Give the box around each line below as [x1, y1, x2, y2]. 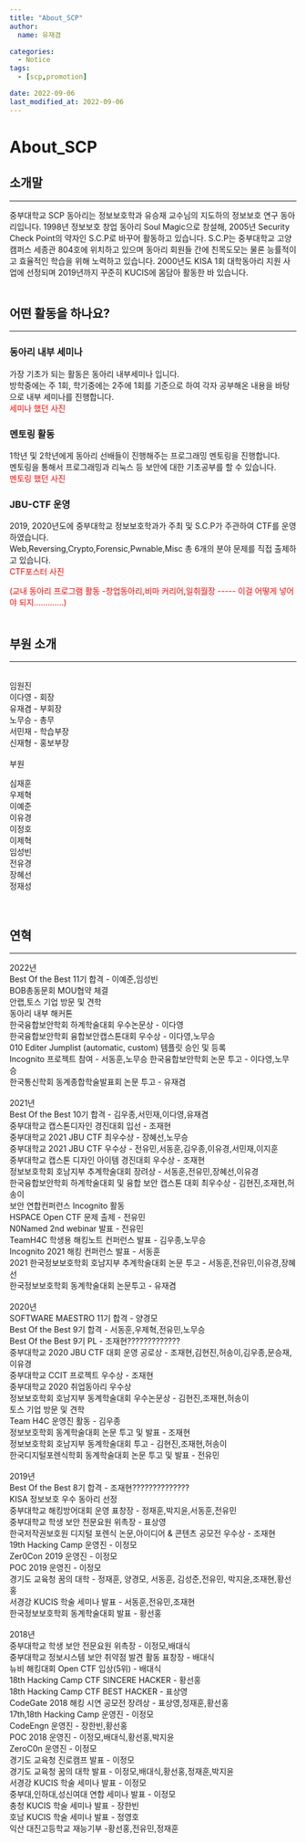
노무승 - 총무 [9, 714, 55, 726]
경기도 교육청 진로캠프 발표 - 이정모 [9, 1754, 135, 1765]
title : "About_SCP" [9, 13, 84, 23]
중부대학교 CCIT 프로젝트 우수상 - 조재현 [9, 1369, 154, 1380]
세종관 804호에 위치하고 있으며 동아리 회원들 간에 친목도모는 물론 [33, 244, 266, 255]
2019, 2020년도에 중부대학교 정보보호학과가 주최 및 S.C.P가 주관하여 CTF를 [9, 521, 280, 532]
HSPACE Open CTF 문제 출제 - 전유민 [9, 1211, 146, 1222]
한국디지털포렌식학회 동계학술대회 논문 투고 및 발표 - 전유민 [9, 1449, 220, 1460]
